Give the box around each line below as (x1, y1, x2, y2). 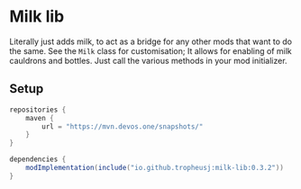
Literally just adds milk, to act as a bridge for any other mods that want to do (9, 36, 293, 47)
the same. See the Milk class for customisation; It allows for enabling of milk (9, 45, 293, 56)
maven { (25, 113, 54, 122)
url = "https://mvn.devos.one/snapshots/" (41, 121, 204, 131)
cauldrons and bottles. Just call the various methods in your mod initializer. (9, 55, 287, 66)
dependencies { (9, 155, 67, 164)
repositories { (9, 105, 67, 114)
